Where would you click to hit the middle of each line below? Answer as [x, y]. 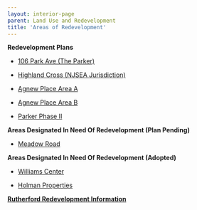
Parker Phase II [40, 116]
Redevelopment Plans [40, 48]
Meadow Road [39, 144]
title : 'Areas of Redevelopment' [57, 27]
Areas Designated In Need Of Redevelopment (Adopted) [92, 158]
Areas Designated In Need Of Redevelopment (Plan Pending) [98, 130]
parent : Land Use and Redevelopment [62, 21]
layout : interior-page [41, 14]
